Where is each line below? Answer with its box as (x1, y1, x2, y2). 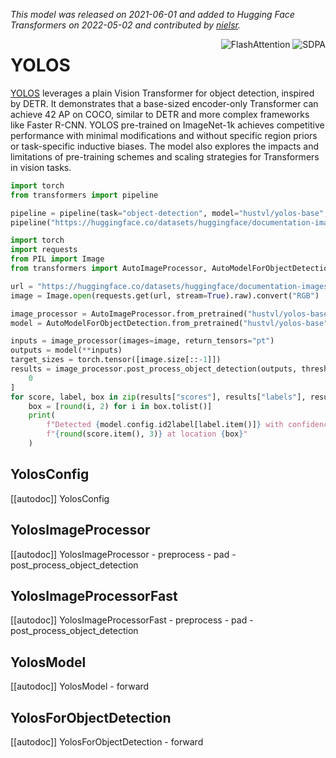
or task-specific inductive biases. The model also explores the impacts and (10, 140, 320, 152)
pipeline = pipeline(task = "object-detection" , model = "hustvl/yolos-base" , (10, 208, 329, 218)
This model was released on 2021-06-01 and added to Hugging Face (10, 9, 295, 20)
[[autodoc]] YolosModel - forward (10, 680, 150, 693)
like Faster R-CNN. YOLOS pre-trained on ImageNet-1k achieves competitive (10, 119, 325, 131)
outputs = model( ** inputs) (10, 345, 123, 356)
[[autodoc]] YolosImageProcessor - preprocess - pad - (10, 548, 237, 560)
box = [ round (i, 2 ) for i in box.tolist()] (28, 401, 213, 411)
